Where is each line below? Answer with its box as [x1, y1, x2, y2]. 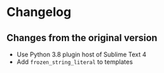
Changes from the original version [6, 32, 158, 44]
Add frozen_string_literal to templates [16, 58, 133, 66]
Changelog [6, 4, 72, 20]
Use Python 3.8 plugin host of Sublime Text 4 [16, 50, 147, 58]
